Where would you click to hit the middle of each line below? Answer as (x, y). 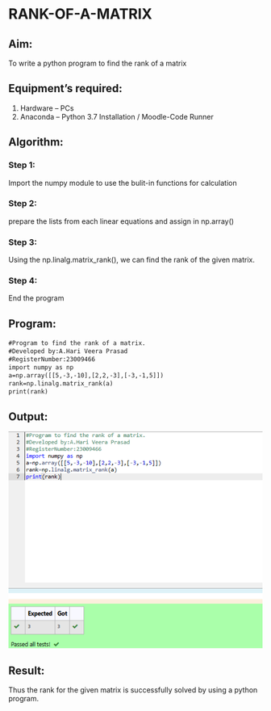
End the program (36, 298)
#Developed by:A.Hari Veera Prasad (68, 351)
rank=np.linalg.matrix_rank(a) (61, 384)
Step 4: (23, 281)
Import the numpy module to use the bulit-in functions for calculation (123, 183)
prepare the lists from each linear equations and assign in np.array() (121, 221)
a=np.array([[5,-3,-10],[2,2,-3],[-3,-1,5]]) (86, 376)
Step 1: (22, 165)
